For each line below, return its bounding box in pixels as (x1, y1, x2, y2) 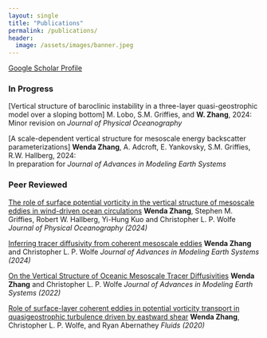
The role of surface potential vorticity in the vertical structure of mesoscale (8, 197, 255, 207)
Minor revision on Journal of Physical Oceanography (8, 118, 183, 128)
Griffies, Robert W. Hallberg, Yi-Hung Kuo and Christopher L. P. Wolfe (8, 214, 237, 224)
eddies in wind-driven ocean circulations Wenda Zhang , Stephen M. (8, 205, 234, 216)
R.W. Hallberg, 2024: (8, 151, 77, 161)
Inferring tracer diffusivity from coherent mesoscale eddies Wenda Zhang (8, 238, 252, 248)
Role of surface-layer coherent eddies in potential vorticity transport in (8, 303, 240, 312)
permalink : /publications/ (8, 26, 98, 34)
